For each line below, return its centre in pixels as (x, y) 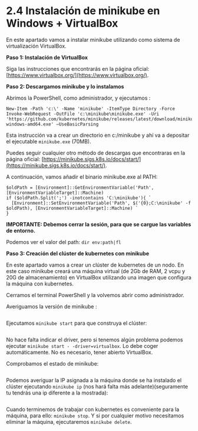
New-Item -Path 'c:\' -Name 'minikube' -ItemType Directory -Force (91, 108)
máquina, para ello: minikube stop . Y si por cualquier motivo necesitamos (95, 415)
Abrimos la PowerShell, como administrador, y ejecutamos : (78, 98)
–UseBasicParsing (77, 124)
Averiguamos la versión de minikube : (52, 306)
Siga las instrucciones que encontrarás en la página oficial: (78, 68)
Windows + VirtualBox (62, 23)
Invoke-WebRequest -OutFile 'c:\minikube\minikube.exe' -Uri (83, 114)
